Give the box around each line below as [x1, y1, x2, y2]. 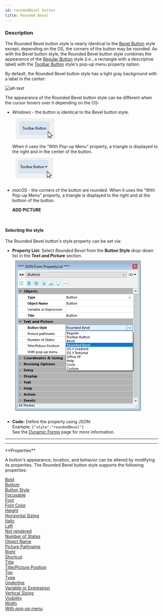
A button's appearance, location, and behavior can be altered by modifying [5, 457, 155, 463]
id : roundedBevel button [5, 8, 55, 13]
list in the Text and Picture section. [12, 253, 82, 258]
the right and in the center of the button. [12, 149, 93, 154]
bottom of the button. [12, 197, 55, 203]
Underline [5, 580, 25, 585]
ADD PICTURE [12, 207, 41, 213]
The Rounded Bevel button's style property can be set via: [5, 238, 122, 244]
